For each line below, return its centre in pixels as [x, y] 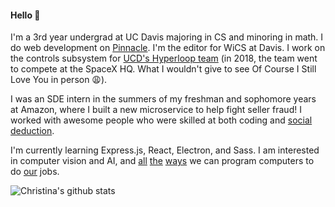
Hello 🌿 [25, 15]
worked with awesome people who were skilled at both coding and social [161, 120]
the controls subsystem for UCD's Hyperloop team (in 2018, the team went [164, 58]
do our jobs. [35, 172]
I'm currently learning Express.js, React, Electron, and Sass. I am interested [165, 150]
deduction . [32, 131]
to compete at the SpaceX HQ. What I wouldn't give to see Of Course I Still [163, 69]
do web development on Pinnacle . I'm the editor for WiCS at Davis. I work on [168, 48]
